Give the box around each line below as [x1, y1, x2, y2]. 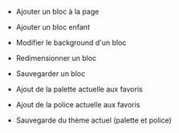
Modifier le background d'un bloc [15, 38, 127, 47]
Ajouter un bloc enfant [15, 22, 91, 31]
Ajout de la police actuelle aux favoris [15, 100, 140, 109]
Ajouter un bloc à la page [15, 7, 100, 16]
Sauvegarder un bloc [15, 69, 86, 79]
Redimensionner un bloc [15, 54, 97, 62]
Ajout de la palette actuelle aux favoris [15, 84, 143, 94]
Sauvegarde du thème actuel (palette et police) [15, 115, 173, 125]
